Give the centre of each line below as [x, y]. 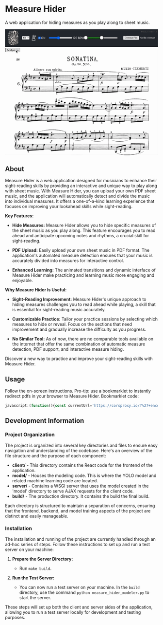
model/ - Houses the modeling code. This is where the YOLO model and [84, 475]
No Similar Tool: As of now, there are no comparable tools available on [83, 339]
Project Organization [30, 435]
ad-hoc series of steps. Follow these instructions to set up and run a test [78, 544]
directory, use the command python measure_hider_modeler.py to [84, 592]
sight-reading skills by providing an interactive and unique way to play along [81, 186]
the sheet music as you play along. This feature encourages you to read [84, 230]
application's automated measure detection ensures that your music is [82, 256]
